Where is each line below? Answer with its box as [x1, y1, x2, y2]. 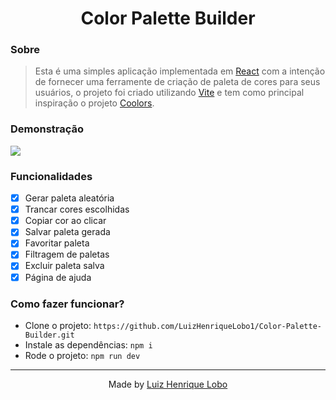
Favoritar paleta [24, 237, 90, 249]
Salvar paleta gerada [24, 226, 111, 238]
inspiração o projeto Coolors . [34, 97, 155, 109]
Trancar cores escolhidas [24, 203, 130, 216]
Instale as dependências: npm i [24, 338, 153, 351]
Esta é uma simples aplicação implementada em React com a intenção [34, 65, 326, 77]
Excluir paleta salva [24, 260, 105, 272]
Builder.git [24, 330, 75, 340]
